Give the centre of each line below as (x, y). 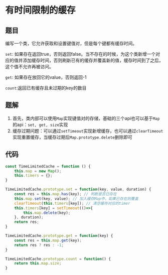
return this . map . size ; (38, 263)
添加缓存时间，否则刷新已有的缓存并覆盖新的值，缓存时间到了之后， (93, 60)
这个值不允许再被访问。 (29, 66)
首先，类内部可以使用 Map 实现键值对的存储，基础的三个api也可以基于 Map (86, 118)
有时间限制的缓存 (41, 10)
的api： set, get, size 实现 (40, 124)
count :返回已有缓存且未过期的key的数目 (46, 88)
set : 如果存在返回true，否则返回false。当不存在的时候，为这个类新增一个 (80, 54)
